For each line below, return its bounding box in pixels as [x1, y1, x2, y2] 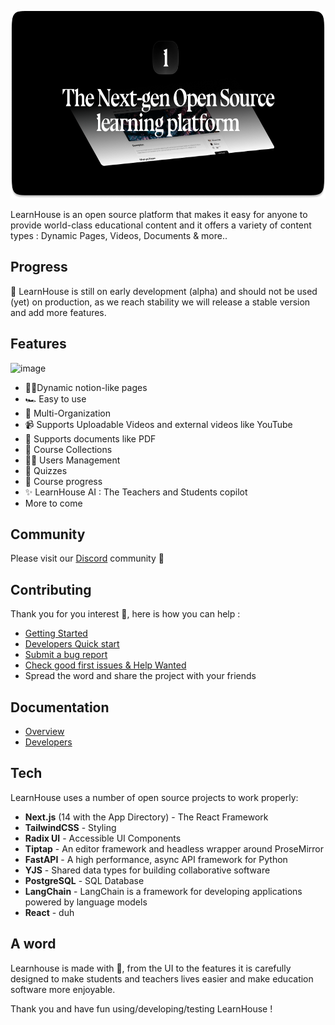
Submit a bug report [24, 649, 108, 661]
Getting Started [24, 627, 88, 640]
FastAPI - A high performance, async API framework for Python [24, 853, 288, 865]
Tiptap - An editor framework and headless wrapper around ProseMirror [24, 842, 325, 855]
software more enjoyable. [10, 983, 116, 995]
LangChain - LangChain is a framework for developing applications [24, 885, 303, 897]
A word [10, 936, 57, 953]
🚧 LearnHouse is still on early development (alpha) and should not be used [10, 285, 318, 297]
